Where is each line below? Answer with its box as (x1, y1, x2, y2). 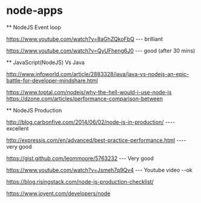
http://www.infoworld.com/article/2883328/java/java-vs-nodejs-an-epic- (6, 70, 189, 77)
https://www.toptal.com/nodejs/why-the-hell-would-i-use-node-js (6, 88, 172, 95)
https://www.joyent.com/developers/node (6, 190, 111, 197)
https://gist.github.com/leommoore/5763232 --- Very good (6, 155, 154, 162)
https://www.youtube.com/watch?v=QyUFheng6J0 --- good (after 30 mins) (6, 47, 196, 54)
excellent (6, 124, 29, 132)
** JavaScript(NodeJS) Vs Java (6, 59, 85, 66)
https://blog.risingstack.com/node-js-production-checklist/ (6, 178, 154, 185)
